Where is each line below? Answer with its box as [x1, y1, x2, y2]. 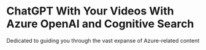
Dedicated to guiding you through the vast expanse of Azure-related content [6, 37, 200, 44]
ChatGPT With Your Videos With [6, 4, 174, 18]
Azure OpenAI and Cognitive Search [6, 17, 194, 31]
